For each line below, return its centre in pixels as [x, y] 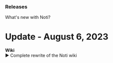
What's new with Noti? [28, 17]
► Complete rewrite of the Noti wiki [41, 55]
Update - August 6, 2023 [57, 37]
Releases [16, 7]
